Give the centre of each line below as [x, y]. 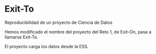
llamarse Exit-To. [22, 37]
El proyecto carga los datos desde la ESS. [47, 46]
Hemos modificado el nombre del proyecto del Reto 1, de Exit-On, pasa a [78, 32]
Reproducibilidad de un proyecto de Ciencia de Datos [59, 22]
